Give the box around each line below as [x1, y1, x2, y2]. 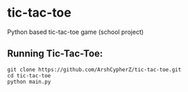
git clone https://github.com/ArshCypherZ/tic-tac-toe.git [7, 66, 182, 73]
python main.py [7, 78, 51, 85]
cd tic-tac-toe [7, 72, 51, 79]
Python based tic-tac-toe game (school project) [7, 28, 144, 36]
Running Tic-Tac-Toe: [7, 48, 103, 59]
